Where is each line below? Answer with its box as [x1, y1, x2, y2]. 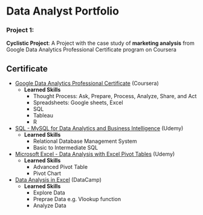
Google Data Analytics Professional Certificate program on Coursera [6, 46, 177, 53]
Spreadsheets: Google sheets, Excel [33, 99, 123, 107]
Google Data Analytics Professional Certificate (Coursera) [14, 80, 159, 87]
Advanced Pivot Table [33, 164, 88, 171]
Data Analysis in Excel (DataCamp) [14, 176, 101, 184]
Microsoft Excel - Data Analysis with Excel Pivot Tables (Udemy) [14, 150, 175, 158]
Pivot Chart [33, 170, 62, 177]
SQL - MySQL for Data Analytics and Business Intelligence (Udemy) [14, 125, 184, 132]
